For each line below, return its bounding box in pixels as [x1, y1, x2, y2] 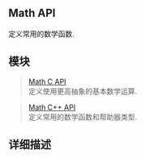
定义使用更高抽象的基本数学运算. [28, 86, 138, 96]
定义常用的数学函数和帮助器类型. [28, 112, 138, 122]
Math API [8, 6, 56, 20]
